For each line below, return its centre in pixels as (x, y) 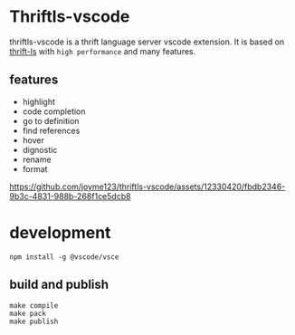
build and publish (59, 285)
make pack (28, 313)
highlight (39, 101)
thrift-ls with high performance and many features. (103, 51)
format (35, 168)
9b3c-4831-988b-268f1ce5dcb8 (70, 196)
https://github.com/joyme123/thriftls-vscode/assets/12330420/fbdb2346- (147, 187)
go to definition (51, 120)
